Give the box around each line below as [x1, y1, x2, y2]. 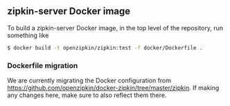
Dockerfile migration [7, 61, 78, 70]
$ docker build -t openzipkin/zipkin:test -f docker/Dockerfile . [7, 44, 203, 51]
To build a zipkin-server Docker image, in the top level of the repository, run [7, 23, 224, 32]
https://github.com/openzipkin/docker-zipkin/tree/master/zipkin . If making [7, 83, 220, 92]
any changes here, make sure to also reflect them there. [7, 91, 167, 99]
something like [7, 31, 49, 39]
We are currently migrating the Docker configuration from [7, 76, 172, 85]
